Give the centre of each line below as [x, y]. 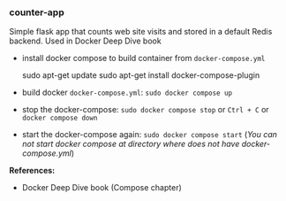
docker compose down [60, 118]
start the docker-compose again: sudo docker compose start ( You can [150, 135]
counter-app [37, 12]
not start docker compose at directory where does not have [131, 144]
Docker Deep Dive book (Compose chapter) [102, 188]
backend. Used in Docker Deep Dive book [85, 41]
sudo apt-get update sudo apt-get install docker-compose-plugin [141, 75]
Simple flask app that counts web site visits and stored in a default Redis [141, 32]
